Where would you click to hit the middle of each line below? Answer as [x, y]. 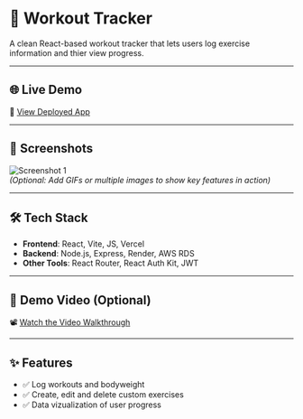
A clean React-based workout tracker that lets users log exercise [130, 43]
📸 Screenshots [51, 149]
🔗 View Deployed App [50, 111]
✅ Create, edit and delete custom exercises [103, 395]
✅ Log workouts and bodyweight [83, 384]
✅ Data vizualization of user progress [92, 405]
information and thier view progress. [77, 52]
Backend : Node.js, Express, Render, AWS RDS [109, 254]
